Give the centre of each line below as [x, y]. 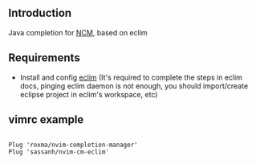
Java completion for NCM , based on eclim [78, 32]
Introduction [40, 13]
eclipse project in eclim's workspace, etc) [89, 94]
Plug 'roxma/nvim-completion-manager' [73, 145]
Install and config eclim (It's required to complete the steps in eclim [131, 77]
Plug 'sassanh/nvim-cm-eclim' [59, 152]
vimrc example [46, 120]
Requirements [44, 58]
